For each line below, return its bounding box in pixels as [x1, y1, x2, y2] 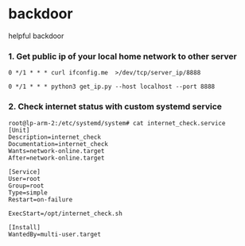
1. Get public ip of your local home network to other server [8, 51, 237, 62]
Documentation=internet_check [8, 140, 109, 148]
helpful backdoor [8, 31, 64, 40]
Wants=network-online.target [8, 147, 105, 155]
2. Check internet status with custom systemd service [8, 101, 223, 112]
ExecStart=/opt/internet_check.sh [8, 209, 123, 217]
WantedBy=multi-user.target [8, 230, 102, 238]
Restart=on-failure [8, 195, 73, 203]
